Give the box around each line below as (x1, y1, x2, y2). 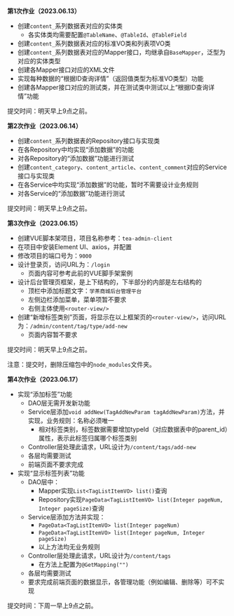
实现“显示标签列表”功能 (17, 469, 85, 477)
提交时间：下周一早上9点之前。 (7, 601, 97, 610)
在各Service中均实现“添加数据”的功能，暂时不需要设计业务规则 (17, 180, 199, 189)
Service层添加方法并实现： (27, 513, 106, 521)
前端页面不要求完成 (27, 460, 84, 469)
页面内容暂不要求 (27, 330, 78, 339)
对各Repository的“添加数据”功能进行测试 (17, 154, 135, 162)
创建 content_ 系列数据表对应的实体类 (17, 22, 123, 30)
